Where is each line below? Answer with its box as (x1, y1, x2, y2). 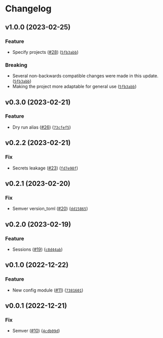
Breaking (5, 61, 27, 68)
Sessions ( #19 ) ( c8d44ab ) (12, 246, 63, 252)
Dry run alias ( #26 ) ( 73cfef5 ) (12, 124, 71, 130)
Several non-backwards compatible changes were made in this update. (12, 73, 159, 79)
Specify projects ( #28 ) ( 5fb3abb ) (12, 49, 79, 55)
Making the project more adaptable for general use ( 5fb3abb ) (12, 83, 137, 90)
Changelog (5, 3, 52, 14)
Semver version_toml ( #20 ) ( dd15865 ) (12, 205, 88, 212)
